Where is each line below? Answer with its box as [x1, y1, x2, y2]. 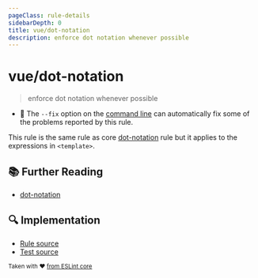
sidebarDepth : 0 [8, 19, 62, 27]
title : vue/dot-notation [8, 26, 90, 34]
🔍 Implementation [8, 214, 101, 227]
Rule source [19, 239, 59, 248]
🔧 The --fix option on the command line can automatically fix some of [19, 109, 250, 118]
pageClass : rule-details [8, 11, 90, 20]
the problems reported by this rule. [19, 118, 134, 127]
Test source [19, 246, 59, 257]
